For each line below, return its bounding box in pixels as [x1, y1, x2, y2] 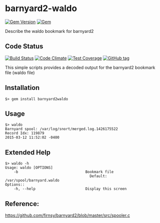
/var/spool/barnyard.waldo [5, 178, 60, 183]
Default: [89, 174, 108, 179]
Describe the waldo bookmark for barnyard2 [5, 28, 94, 34]
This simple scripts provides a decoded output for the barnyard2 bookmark [5, 64, 156, 70]
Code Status [5, 42, 44, 51]
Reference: [5, 199, 39, 208]
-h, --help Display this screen [14, 187, 127, 192]
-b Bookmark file [14, 170, 114, 175]
